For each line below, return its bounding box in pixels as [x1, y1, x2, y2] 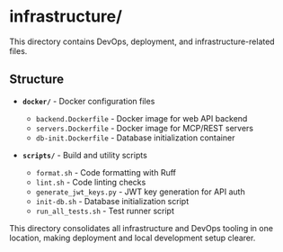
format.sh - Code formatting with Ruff [35, 166, 177, 177]
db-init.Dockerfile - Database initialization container [35, 132, 235, 143]
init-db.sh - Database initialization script [35, 195, 190, 206]
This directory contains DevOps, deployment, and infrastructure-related [9, 36, 276, 47]
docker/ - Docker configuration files [22, 95, 155, 106]
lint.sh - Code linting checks [35, 176, 146, 187]
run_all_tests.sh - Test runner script [35, 205, 175, 216]
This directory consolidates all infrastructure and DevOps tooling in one [9, 222, 274, 233]
